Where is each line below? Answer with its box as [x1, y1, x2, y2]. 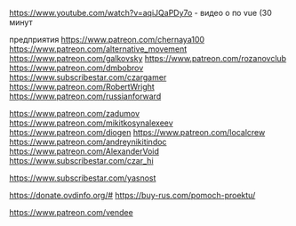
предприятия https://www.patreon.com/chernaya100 [9, 35, 205, 44]
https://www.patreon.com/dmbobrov [9, 62, 144, 73]
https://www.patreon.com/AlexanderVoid [9, 146, 160, 157]
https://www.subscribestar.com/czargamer [9, 72, 167, 83]
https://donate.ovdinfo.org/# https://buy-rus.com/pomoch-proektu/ [9, 190, 256, 200]
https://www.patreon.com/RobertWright [9, 82, 156, 92]
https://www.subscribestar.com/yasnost [9, 173, 156, 183]
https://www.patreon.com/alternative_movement [9, 44, 188, 54]
